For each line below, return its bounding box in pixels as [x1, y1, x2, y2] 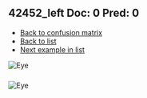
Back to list [19, 36, 57, 46]
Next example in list [19, 44, 85, 55]
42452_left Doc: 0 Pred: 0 [8, 6, 140, 20]
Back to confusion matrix [19, 27, 102, 37]
